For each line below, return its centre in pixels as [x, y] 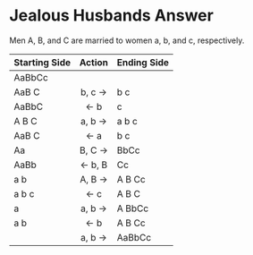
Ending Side [143, 62]
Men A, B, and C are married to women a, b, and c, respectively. [127, 40]
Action [94, 62]
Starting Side [42, 62]
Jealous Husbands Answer [112, 16]
